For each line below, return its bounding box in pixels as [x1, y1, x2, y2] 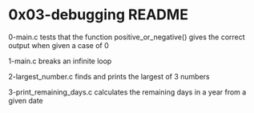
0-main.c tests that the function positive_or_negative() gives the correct [8, 32, 246, 42]
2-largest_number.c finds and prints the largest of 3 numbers [8, 71, 210, 81]
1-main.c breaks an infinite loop [8, 56, 112, 66]
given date [8, 95, 43, 105]
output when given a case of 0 [8, 40, 110, 50]
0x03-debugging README [8, 6, 188, 24]
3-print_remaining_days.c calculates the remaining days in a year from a [8, 87, 247, 97]
